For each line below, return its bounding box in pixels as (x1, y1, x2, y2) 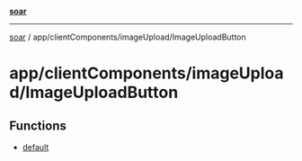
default (22, 142, 49, 152)
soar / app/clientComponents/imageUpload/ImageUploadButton (9, 31, 247, 42)
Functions (9, 118, 67, 133)
